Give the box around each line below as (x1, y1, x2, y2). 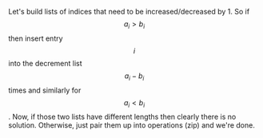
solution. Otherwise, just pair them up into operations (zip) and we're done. (8, 120, 256, 130)
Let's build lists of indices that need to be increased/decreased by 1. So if (8, 7, 250, 16)
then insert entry (8, 34, 63, 43)
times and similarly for (8, 85, 82, 95)
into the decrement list (8, 58, 82, 68)
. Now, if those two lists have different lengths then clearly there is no (8, 112, 237, 122)
